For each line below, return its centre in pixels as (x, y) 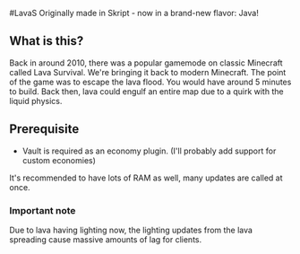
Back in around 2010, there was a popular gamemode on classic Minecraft (146, 63)
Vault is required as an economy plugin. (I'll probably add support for (149, 151)
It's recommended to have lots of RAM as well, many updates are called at (146, 178)
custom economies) (59, 160)
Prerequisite (44, 129)
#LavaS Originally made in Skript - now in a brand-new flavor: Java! (134, 13)
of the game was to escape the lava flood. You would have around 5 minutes (150, 82)
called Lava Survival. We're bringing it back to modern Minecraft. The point (148, 72)
